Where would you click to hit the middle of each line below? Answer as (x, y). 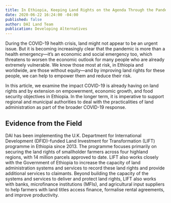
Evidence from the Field (44, 123)
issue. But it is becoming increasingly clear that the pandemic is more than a (85, 49)
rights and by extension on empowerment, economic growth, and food (79, 91)
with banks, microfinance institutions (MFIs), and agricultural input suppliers (85, 184)
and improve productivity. (32, 195)
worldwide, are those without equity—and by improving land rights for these (85, 70)
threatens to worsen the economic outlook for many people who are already (85, 60)
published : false (24, 19)
